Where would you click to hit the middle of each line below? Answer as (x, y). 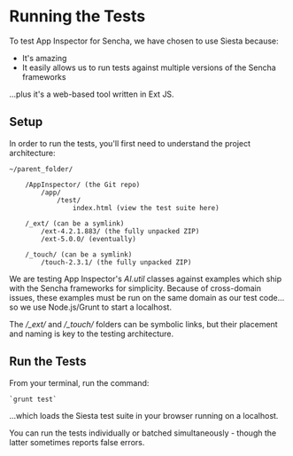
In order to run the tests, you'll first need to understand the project (130, 143)
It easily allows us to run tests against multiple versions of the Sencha (149, 67)
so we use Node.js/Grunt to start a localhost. (91, 307)
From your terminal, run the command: (79, 382)
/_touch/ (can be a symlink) (79, 255)
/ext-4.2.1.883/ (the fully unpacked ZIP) (120, 231)
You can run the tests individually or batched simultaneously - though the (143, 433)
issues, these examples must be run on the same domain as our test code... (147, 297)
